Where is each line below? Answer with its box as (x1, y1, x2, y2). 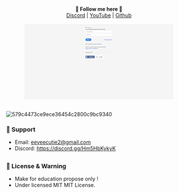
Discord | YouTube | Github (66, 12, 132, 19)
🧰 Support (6, 125, 36, 133)
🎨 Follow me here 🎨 (75, 6, 122, 12)
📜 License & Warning (6, 162, 67, 170)
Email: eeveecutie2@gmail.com (14, 138, 91, 146)
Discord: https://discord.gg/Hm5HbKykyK (14, 145, 116, 152)
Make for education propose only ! (14, 175, 99, 182)
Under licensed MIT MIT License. (14, 182, 95, 188)
